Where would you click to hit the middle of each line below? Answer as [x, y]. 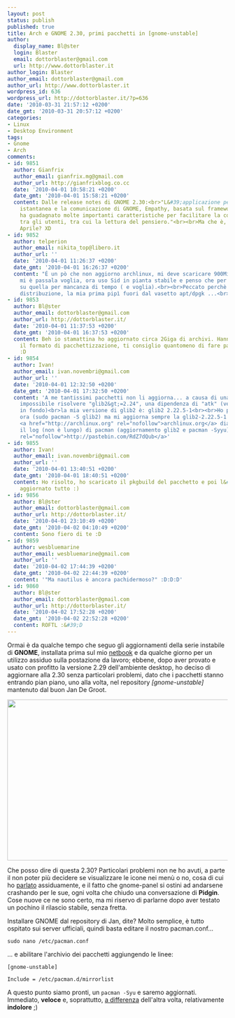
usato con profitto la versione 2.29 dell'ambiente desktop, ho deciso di [109, 667]
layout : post [26, 14]
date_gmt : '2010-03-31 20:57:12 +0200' [65, 111]
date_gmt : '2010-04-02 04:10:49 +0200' [72, 528]
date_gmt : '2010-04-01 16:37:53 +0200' [72, 332]
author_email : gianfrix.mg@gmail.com [69, 176]
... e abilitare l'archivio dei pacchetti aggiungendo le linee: [90, 954]
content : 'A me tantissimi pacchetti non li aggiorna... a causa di [115, 397]
